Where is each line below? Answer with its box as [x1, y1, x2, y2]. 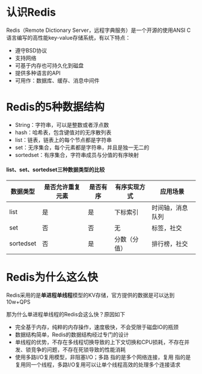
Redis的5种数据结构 [6, 100, 105, 114]
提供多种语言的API [14, 69, 61, 76]
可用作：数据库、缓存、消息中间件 [14, 76, 100, 84]
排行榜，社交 [151, 240, 188, 248]
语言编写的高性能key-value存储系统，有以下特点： [6, 34, 131, 41]
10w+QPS [6, 298, 31, 305]
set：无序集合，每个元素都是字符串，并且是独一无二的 [14, 144, 149, 151]
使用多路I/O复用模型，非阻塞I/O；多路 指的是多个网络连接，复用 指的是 [14, 354, 191, 361]
